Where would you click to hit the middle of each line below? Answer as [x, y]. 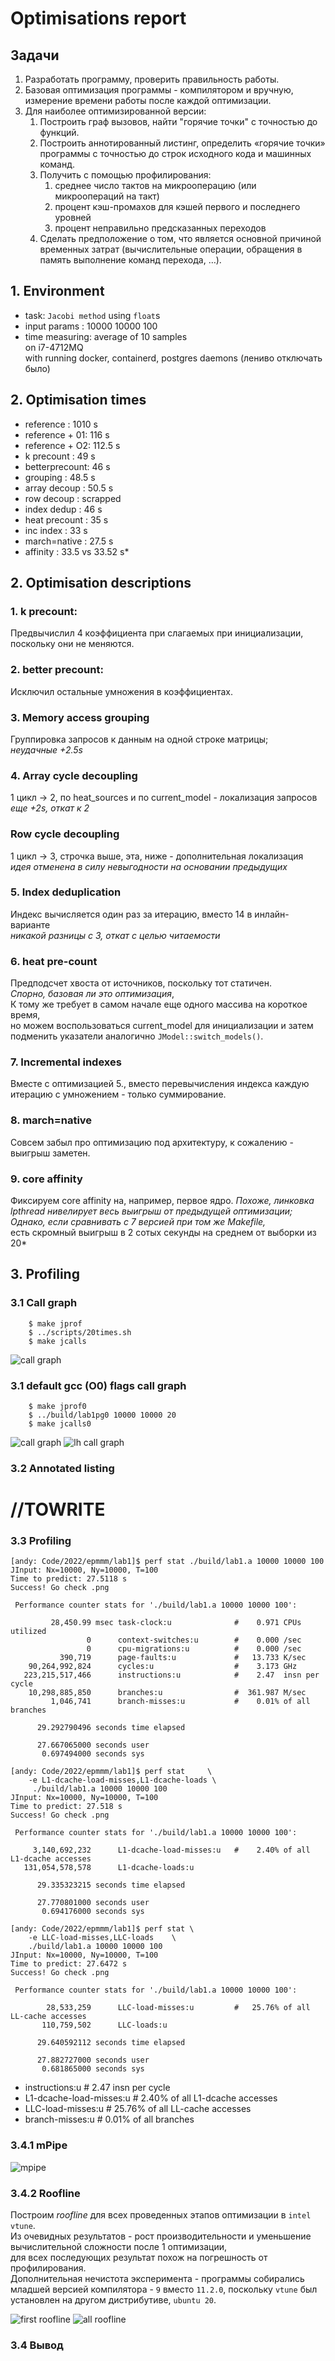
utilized [28, 1632]
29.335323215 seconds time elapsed [111, 1885]
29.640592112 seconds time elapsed [111, 2043]
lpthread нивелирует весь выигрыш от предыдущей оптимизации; [151, 1211]
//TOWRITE [58, 1509]
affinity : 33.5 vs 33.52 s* [77, 551]
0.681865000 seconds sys [93, 2069]
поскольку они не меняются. [72, 644]
